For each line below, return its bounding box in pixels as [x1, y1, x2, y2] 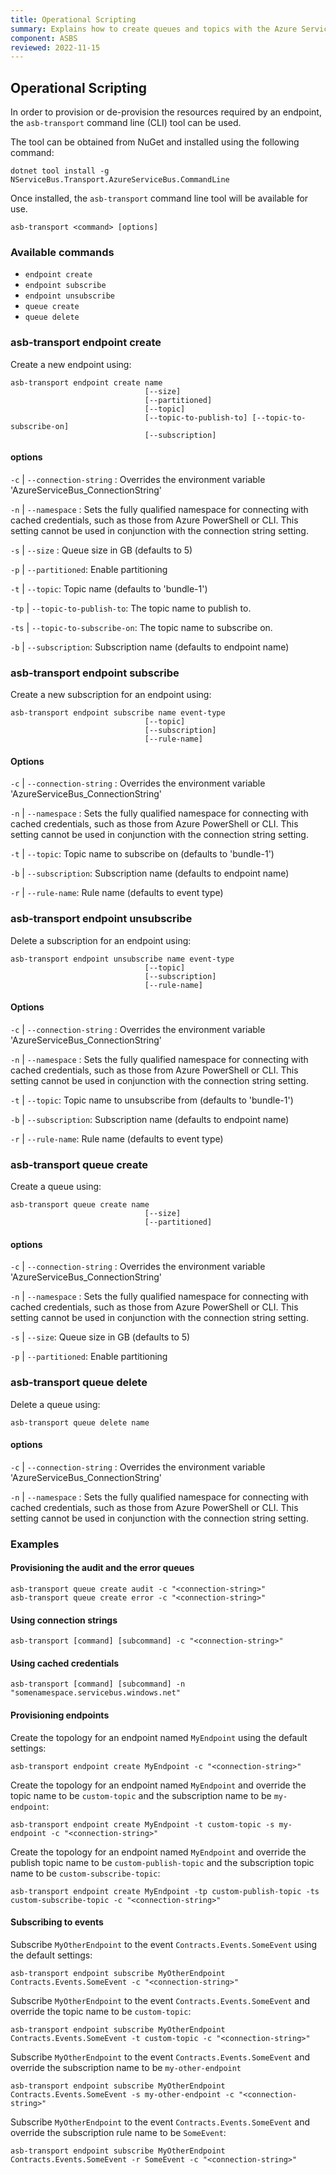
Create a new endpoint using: [10, 358, 132, 370]
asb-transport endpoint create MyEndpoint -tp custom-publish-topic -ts [10, 1886, 320, 1896]
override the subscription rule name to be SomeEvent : [10, 2126, 227, 2138]
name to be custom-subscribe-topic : [10, 1867, 161, 1879]
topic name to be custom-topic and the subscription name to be [10, 1789, 272, 1801]
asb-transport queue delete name [10, 1417, 150, 1428]
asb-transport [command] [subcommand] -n [10, 1679, 186, 1690]
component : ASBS [10, 33, 78, 43]
